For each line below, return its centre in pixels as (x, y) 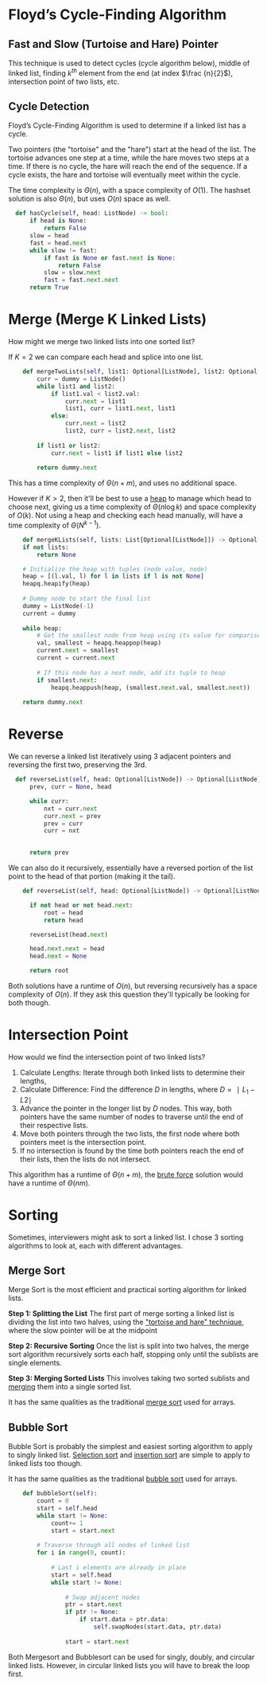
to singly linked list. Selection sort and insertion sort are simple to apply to (129, 1455)
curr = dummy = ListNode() (81, 379)
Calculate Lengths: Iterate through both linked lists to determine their (132, 1072)
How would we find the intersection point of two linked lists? (107, 1056)
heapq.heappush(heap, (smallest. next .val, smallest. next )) (150, 688)
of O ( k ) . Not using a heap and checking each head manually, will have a (126, 515)
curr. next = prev (72, 816)
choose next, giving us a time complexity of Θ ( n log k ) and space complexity (132, 507)
